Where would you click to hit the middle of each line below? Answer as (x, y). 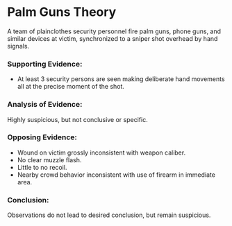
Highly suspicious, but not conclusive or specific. (77, 119)
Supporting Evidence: (45, 64)
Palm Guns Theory (62, 12)
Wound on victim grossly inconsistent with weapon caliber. (101, 153)
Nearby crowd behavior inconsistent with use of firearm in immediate (116, 175)
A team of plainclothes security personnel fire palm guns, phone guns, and (114, 31)
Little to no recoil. (42, 167)
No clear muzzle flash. (49, 159)
